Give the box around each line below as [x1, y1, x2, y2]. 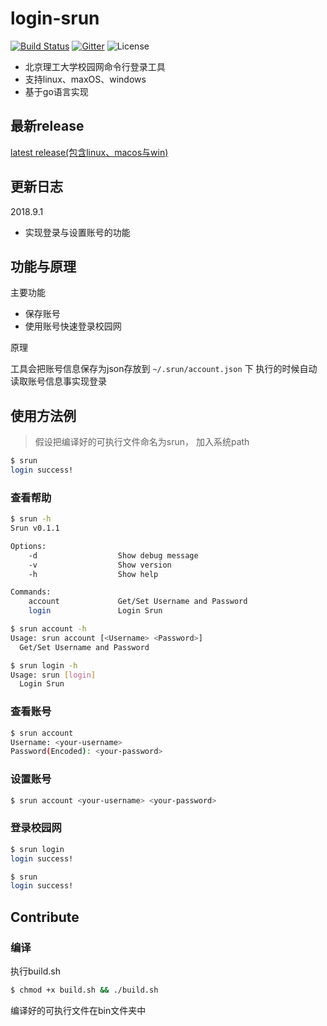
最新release [10, 118, 85, 135]
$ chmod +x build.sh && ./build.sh [10, 985, 159, 995]
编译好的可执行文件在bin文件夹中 [10, 1004, 147, 1016]
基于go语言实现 [24, 85, 89, 97]
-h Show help [28, 569, 159, 579]
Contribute [10, 908, 80, 926]
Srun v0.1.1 [10, 523, 60, 534]
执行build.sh [10, 965, 61, 977]
